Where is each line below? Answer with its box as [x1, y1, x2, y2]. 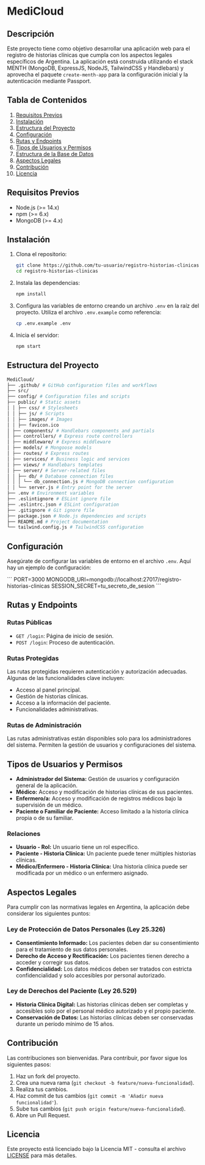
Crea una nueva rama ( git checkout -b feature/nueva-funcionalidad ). [15, 1079, 195, 1086]
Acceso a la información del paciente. [15, 699, 111, 707]
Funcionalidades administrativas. [15, 706, 99, 713]
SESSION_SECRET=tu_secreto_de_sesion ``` [51, 582, 162, 590]
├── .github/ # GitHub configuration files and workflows [7, 382, 157, 388]
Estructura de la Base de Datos [15, 150, 94, 157]
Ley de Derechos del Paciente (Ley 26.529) [7, 986, 137, 995]
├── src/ [7, 388, 29, 394]
